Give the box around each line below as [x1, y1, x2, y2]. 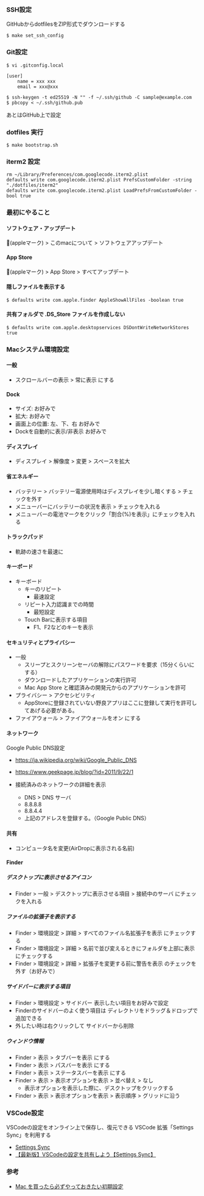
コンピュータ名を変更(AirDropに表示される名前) [15, 844, 135, 851]
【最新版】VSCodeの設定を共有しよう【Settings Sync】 [15, 1151, 157, 1158]
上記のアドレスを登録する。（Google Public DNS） [24, 814, 150, 822]
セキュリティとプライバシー [6, 638, 76, 646]
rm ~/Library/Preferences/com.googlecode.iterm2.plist [6, 172, 149, 178]
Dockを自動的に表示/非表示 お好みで [15, 428, 107, 435]
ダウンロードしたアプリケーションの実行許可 [24, 676, 137, 684]
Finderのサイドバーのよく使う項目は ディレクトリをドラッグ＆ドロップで [15, 1007, 198, 1015]
